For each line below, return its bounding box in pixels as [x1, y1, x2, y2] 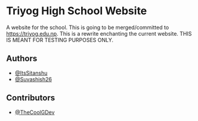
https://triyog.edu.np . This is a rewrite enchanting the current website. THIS [6, 30, 192, 37]
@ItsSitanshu [14, 69, 48, 77]
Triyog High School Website [6, 4, 147, 18]
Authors [6, 53, 38, 63]
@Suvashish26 [14, 75, 52, 82]
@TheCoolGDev [14, 109, 55, 116]
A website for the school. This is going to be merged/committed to [6, 24, 169, 31]
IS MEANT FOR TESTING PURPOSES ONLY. [6, 36, 114, 43]
